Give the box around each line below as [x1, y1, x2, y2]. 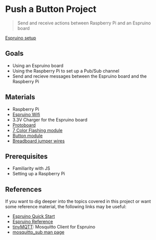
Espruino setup [5, 35, 36, 41]
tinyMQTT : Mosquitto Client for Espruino [12, 224, 96, 230]
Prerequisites [5, 152, 48, 160]
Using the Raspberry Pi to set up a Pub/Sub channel [12, 68, 120, 74]
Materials [5, 93, 35, 102]
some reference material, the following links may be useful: [5, 204, 127, 210]
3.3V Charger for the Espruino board [12, 117, 88, 122]
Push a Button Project [5, 3, 97, 15]
